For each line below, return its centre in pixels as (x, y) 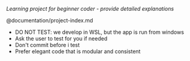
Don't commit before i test (47, 45)
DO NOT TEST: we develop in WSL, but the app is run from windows (100, 32)
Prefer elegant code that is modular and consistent (78, 51)
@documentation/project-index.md (50, 20)
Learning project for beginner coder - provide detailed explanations (90, 9)
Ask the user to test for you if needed (61, 38)
